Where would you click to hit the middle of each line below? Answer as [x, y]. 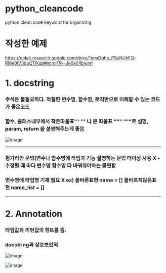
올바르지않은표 [140, 180]
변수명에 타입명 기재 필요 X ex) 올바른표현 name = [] [64, 180]
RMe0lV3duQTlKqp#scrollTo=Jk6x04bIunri [49, 63]
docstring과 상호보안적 [32, 244]
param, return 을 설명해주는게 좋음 [45, 129]
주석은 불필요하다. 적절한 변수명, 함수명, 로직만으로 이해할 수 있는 [77, 99]
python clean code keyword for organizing [48, 22]
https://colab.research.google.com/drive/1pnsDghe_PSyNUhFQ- [71, 58]
